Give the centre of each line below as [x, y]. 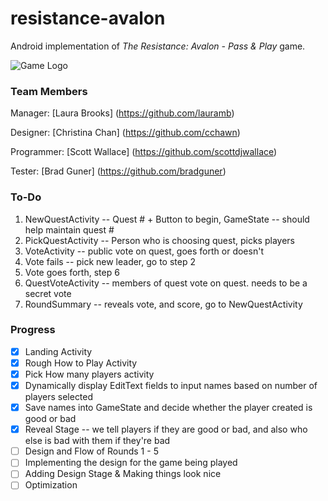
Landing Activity [58, 351]
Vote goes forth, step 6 [72, 272]
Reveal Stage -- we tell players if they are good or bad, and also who [166, 429]
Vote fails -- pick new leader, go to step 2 [110, 261]
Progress [33, 330]
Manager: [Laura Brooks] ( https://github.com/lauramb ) [122, 113]
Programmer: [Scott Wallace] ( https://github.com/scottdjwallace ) [144, 152]
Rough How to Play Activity [81, 363]
